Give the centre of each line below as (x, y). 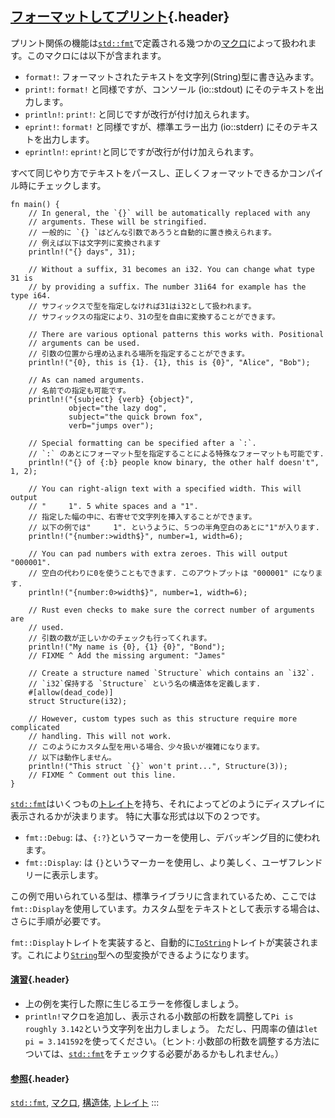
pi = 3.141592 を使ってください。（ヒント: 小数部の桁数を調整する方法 (168, 1041)
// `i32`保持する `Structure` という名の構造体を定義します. (145, 683)
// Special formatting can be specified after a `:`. (142, 443)
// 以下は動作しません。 (72, 757)
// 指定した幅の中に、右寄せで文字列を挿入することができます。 (142, 517)
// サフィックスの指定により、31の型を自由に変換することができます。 (154, 317)
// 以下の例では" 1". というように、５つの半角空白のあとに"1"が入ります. (174, 527)
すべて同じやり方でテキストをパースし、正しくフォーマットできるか (150, 173)
